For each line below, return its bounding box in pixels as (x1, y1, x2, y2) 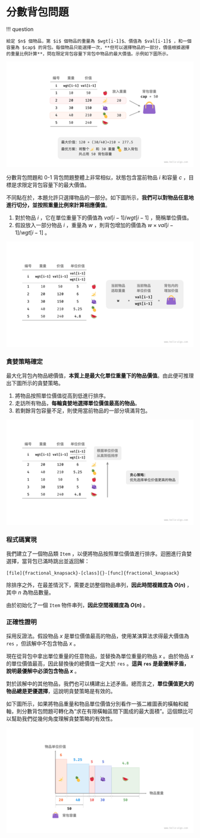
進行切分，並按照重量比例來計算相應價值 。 (6, 201, 111, 209)
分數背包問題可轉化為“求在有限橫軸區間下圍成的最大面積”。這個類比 (21, 707, 189, 715)
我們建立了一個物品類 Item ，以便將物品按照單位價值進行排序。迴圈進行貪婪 (6, 550, 192, 557)
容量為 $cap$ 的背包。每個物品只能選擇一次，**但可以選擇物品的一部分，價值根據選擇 (6, 44, 190, 51)
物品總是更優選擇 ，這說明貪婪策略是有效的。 (6, 688, 116, 695)
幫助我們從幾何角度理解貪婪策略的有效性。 (11, 715, 116, 722)
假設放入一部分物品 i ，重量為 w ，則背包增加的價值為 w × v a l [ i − (14, 222, 174, 229)
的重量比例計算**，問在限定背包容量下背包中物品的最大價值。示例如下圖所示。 (6, 51, 171, 57)
